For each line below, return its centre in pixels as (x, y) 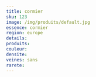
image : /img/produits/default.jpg (48, 22)
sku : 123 (17, 17)
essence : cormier (27, 27)
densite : (17, 54)
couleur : (17, 49)
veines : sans (22, 60)
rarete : (16, 65)
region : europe (25, 33)
